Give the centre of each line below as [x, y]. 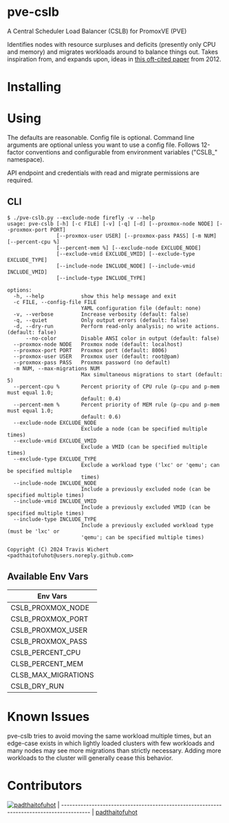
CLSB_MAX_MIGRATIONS [52, 675]
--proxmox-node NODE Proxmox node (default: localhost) [98, 344]
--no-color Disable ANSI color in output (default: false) [122, 338]
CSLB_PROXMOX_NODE [50, 607]
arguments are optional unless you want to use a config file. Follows [103, 145]
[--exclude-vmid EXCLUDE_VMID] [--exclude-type [126, 254]
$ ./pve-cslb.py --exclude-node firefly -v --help [81, 218]
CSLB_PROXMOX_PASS [49, 641]
